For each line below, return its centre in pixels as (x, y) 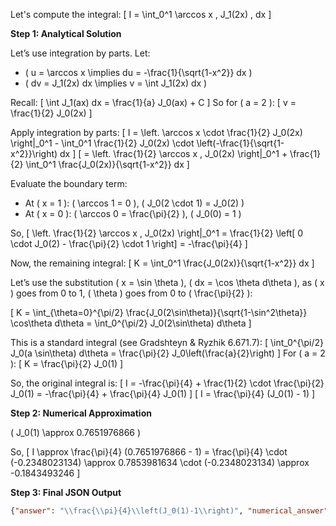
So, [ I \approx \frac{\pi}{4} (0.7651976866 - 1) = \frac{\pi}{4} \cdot (149, 452)
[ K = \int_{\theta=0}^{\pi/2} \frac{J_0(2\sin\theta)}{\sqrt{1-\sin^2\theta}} (159, 312)
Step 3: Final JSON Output (66, 492)
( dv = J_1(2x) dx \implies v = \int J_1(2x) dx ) (116, 83)
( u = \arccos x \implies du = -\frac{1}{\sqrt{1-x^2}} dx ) (138, 72)
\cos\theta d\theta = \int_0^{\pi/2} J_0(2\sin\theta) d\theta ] (131, 323)
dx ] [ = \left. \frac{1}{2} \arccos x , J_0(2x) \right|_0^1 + (173, 153)
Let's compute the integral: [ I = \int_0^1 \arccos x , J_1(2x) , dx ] (141, 14)
